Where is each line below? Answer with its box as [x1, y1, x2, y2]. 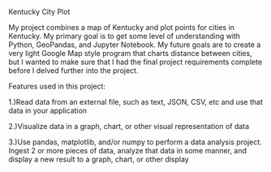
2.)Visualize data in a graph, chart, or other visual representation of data [8, 122, 250, 131]
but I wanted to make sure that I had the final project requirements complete [8, 57, 263, 67]
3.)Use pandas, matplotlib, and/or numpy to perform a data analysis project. [8, 137, 262, 147]
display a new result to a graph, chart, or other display [8, 154, 189, 164]
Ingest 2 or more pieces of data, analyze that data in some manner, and [8, 146, 247, 155]
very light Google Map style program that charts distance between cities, [8, 49, 253, 58]
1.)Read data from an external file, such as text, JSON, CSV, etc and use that [8, 97, 264, 106]
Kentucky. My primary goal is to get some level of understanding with [8, 32, 241, 41]
